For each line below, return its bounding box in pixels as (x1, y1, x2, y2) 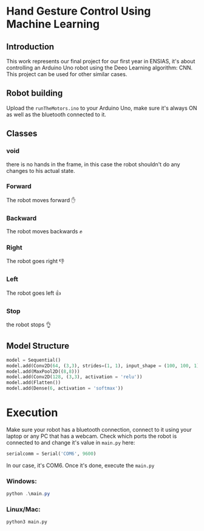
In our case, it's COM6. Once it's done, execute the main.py (6, 462, 155, 469)
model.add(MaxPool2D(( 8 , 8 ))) (6, 368, 80, 375)
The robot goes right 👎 (6, 258, 65, 265)
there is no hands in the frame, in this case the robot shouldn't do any (6, 160, 180, 168)
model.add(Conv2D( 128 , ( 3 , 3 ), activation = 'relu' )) (6, 374, 143, 380)
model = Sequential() (6, 357, 61, 363)
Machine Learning (6, 17, 100, 31)
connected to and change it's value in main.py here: (6, 438, 135, 446)
